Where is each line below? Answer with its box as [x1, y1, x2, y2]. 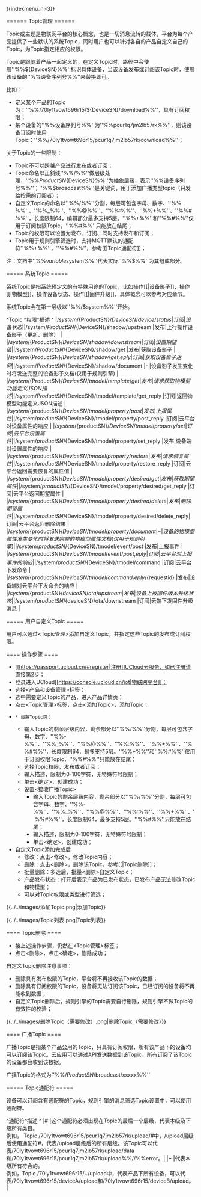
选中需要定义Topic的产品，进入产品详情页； [14, 694, 124, 701]
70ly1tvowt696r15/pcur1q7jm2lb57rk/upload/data [13, 1147, 135, 1154]
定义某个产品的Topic [14, 99, 66, 106]
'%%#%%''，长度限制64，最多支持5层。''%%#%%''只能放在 [32, 816, 186, 823]
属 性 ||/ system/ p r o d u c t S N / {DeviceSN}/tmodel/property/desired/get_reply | [6, 482, 190, 490]
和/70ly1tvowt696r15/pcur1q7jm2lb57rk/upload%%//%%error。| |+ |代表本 [6, 1155, 191, 1162]
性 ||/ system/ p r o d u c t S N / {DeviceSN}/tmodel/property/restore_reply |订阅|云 [6, 460, 191, 467]
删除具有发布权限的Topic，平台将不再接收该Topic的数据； [14, 975, 158, 982]
